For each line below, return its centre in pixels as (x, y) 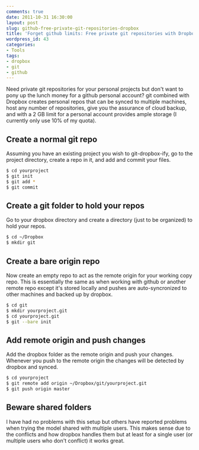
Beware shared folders (49, 408)
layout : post (22, 23)
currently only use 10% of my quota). (51, 121)
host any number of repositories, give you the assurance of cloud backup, (97, 108)
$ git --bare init (29, 322)
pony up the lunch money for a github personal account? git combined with (98, 95)
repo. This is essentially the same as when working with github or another (96, 282)
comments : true (25, 12)
